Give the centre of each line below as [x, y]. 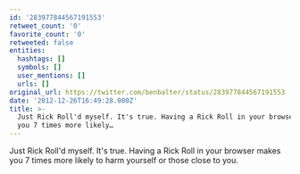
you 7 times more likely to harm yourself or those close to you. [124, 160]
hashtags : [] [42, 59]
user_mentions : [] [52, 76]
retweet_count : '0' [46, 26]
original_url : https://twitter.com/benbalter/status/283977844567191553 [147, 92]
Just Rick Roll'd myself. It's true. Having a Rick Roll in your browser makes [145, 151]
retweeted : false [42, 42]
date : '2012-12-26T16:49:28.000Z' [74, 100]
